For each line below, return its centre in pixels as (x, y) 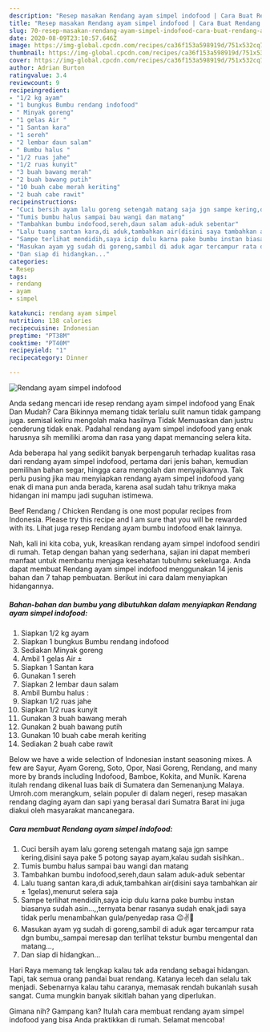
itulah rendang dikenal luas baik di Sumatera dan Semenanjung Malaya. (127, 784)
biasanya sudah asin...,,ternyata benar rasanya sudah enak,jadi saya (133, 908)
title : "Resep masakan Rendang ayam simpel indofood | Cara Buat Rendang (135, 23)
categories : (29, 261)
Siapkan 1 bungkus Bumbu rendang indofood (95, 641)
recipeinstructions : (44, 202)
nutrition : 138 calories (50, 320)
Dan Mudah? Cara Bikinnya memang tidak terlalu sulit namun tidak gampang (135, 412)
